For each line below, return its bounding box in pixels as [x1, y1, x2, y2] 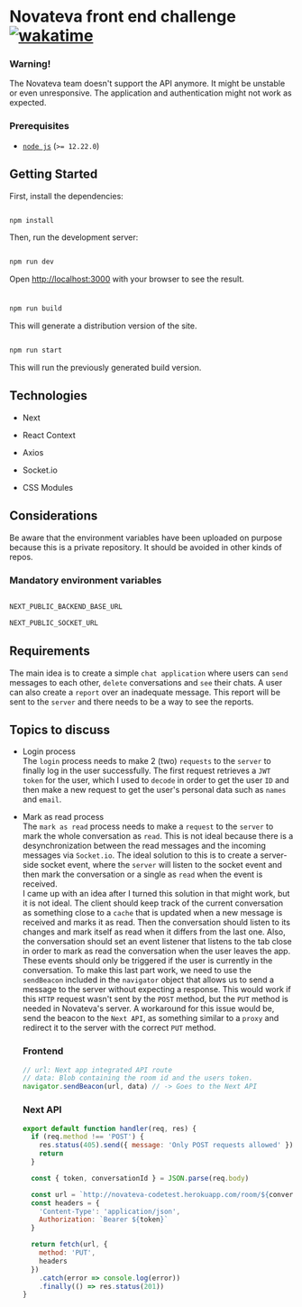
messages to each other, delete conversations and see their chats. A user [9, 677, 282, 687]
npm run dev [9, 257, 54, 267]
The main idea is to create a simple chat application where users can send [9, 667, 288, 678]
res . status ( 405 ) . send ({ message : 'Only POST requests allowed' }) [39, 1141, 294, 1150]
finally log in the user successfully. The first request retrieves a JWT [22, 765, 271, 777]
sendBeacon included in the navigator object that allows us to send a [22, 974, 275, 985]
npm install [9, 216, 54, 225]
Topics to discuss [9, 722, 111, 737]
